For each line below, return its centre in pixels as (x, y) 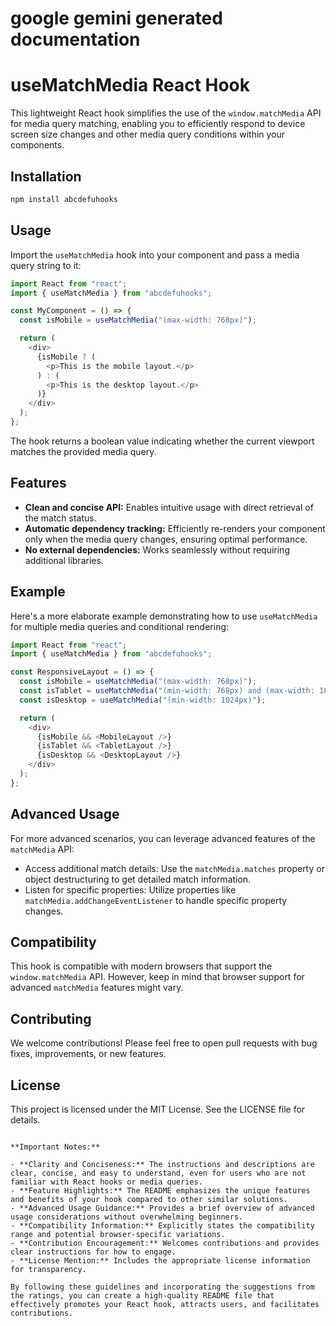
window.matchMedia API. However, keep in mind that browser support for (157, 977)
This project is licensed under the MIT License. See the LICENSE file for (158, 1109)
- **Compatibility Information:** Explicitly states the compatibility (162, 1226)
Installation (46, 176)
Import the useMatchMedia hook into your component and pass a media (155, 254)
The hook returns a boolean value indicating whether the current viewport (162, 441)
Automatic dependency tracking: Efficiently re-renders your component (175, 528)
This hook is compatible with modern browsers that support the (141, 966)
